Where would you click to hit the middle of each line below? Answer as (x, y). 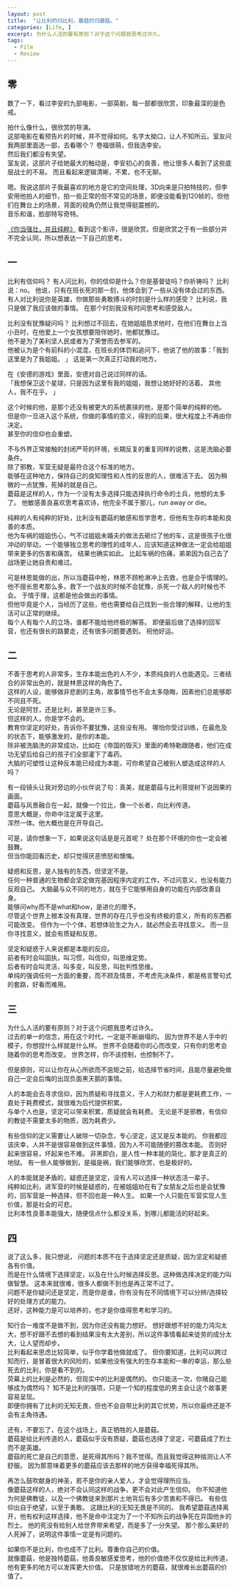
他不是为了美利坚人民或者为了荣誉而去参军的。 (76, 341)
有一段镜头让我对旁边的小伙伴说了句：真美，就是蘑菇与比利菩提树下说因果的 (119, 787)
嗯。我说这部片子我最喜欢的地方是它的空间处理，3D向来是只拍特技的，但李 (117, 187)
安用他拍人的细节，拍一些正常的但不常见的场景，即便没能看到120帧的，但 (116, 196)
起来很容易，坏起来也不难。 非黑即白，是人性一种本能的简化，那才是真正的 (117, 1154)
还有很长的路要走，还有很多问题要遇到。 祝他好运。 (102, 631)
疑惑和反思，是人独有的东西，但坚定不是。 (70, 871)
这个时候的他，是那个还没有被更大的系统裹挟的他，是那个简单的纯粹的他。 (116, 407)
